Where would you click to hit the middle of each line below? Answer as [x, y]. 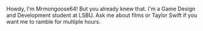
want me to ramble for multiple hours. [53, 22]
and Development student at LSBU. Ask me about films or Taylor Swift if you [102, 15]
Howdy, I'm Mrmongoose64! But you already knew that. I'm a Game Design [101, 9]
